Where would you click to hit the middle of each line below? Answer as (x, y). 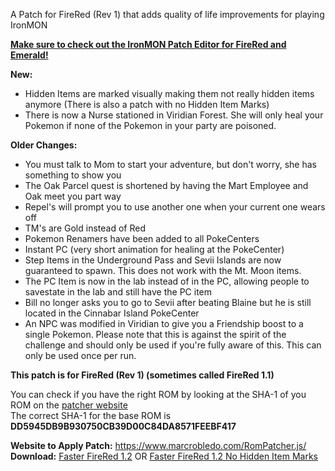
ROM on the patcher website (69, 405)
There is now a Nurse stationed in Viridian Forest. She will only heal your (174, 115)
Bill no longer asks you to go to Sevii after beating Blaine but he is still (168, 302)
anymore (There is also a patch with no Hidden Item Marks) (147, 104)
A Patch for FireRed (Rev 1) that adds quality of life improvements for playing (167, 14)
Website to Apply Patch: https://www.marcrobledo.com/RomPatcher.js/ (158, 445)
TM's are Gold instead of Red (85, 228)
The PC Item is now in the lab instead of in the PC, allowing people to (167, 281)
